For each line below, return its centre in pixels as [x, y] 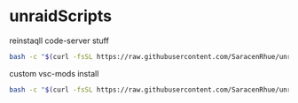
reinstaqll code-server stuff [59, 40]
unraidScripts [61, 16]
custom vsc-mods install [54, 73]
